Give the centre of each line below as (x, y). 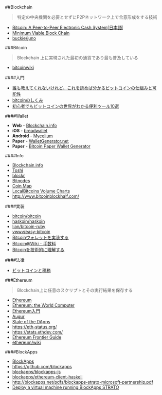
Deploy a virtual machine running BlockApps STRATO (65, 387)
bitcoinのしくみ (27, 100)
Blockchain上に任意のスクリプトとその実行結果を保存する (75, 290)
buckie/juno (24, 38)
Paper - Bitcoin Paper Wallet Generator (51, 146)
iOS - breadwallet (30, 131)
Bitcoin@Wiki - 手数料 (34, 243)
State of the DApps (31, 322)
